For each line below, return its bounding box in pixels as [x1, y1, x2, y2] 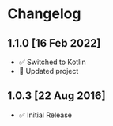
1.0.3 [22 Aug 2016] [7, 89, 106, 103]
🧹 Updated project [18, 67, 79, 75]
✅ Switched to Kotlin [18, 57, 86, 67]
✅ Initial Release [18, 110, 73, 120]
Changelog [7, 5, 81, 23]
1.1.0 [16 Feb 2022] [7, 36, 101, 50]
